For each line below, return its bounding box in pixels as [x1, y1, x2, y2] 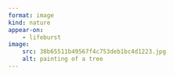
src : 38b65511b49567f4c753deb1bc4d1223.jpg [22, 48, 167, 55]
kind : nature [8, 19, 51, 27]
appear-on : [8, 26, 44, 34]
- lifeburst [22, 33, 61, 41]
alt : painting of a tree [22, 55, 103, 63]
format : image [8, 11, 55, 20]
